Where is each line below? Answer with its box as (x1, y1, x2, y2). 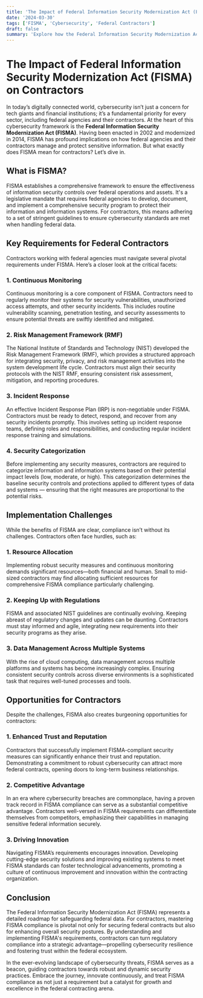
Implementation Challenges (6, 510, 113, 520)
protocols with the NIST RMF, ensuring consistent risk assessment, (6, 370, 173, 378)
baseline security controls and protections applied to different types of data (6, 480, 195, 487)
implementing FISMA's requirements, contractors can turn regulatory (6, 934, 178, 942)
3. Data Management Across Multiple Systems (6, 644, 146, 652)
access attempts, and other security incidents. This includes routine (6, 303, 175, 310)
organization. (6, 875, 39, 882)
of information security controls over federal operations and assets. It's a (6, 189, 188, 196)
